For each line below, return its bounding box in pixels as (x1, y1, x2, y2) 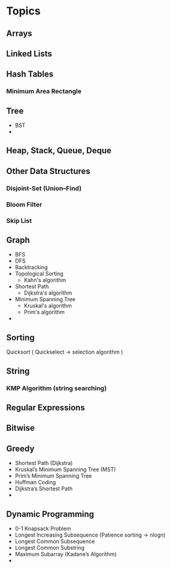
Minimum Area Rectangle (6, 87, 82, 96)
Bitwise (6, 423, 35, 433)
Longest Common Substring (14, 544, 85, 551)
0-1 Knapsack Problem (14, 525, 71, 532)
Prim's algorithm (23, 308, 65, 316)
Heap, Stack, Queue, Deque (6, 146, 112, 156)
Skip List (6, 216, 32, 225)
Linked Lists (6, 48, 52, 58)
